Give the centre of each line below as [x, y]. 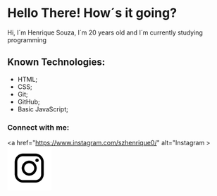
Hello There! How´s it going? [92, 13]
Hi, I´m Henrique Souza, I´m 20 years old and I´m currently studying [105, 32]
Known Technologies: [56, 62]
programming [27, 39]
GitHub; [29, 102]
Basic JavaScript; [43, 109]
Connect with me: [38, 127]
